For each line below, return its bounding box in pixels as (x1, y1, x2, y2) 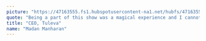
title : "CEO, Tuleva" (6, 20, 62, 26)
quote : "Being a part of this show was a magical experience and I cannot (6, 14, 202, 20)
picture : (6, 8, 29, 15)
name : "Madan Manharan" (6, 25, 67, 32)
